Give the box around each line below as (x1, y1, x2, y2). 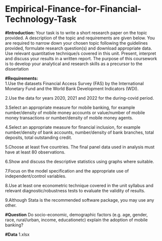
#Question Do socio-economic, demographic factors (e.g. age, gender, (5, 211, 148, 217)
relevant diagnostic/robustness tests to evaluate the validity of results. (5, 188, 146, 193)
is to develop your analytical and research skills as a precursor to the (5, 61, 143, 67)
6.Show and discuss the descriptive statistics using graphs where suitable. (5, 158, 154, 164)
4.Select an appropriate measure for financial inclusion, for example (5, 124, 141, 130)
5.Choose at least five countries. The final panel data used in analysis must (5, 144, 155, 150)
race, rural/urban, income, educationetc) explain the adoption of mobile (5, 217, 148, 223)
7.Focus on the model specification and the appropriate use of (5, 168, 130, 173)
